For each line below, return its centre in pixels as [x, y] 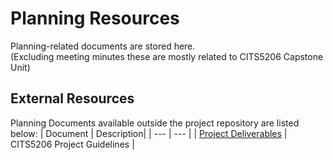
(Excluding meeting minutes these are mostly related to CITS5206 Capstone [167, 56]
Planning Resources [95, 18]
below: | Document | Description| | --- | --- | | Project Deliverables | [149, 133]
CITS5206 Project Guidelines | [72, 144]
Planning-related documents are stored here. [103, 46]
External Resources [72, 98]
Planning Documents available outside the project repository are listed [155, 123]
